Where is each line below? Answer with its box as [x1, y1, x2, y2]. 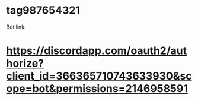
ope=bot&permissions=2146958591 [6, 82, 189, 96]
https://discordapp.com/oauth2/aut [6, 44, 187, 58]
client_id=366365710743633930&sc [6, 70, 192, 83]
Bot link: [6, 23, 26, 30]
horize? [6, 57, 44, 70]
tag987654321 [6, 4, 80, 17]
